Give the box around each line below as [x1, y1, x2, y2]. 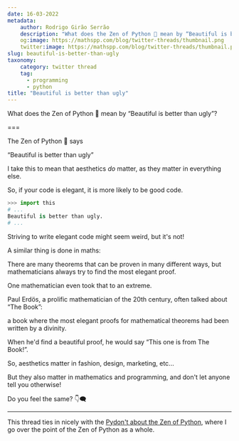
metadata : [7, 17, 37, 24]
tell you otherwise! [7, 380, 62, 388]
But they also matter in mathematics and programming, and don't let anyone [7, 373, 230, 381]
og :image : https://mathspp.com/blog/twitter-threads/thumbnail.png [20, 37, 224, 44]
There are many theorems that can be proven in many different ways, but [7, 260, 222, 268]
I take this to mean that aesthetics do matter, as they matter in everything [7, 164, 222, 173]
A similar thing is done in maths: [7, 246, 101, 255]
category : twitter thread [20, 63, 97, 70]
